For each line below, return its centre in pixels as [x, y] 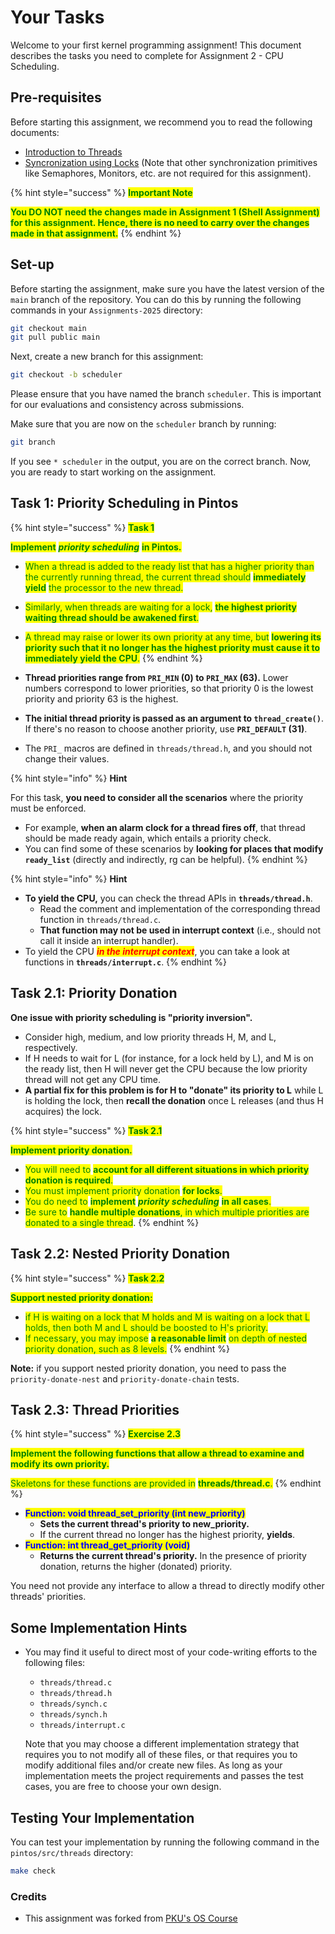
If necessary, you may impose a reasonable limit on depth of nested [166, 1338]
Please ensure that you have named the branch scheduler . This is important [166, 394]
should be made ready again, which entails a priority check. [148, 838]
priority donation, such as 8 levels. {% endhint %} [127, 1348]
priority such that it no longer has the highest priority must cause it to [172, 647]
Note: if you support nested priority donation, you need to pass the [148, 1368]
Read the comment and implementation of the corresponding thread [180, 908]
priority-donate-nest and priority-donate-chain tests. [125, 1378]
